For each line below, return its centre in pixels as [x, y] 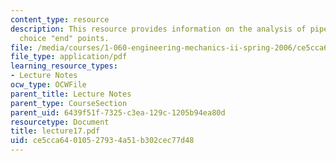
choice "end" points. [64, 38]
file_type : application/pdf [69, 57]
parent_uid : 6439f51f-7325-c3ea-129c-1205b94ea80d [118, 112]
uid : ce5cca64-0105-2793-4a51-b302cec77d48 [102, 141]
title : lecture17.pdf [55, 131]
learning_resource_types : [64, 66]
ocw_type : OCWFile [48, 85]
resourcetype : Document [60, 122]
